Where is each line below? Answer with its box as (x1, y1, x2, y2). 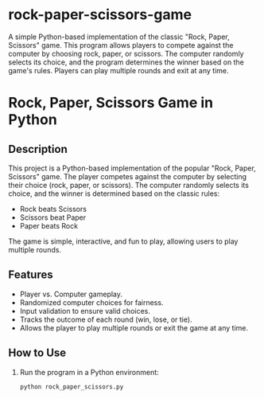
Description (8, 142, 68, 156)
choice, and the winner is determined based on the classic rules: (8, 189, 220, 198)
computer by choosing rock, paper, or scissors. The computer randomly (8, 49, 244, 58)
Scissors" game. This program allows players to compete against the (8, 40, 234, 49)
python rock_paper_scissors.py (19, 382, 124, 391)
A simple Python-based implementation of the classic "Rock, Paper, (8, 32, 231, 41)
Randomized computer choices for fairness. (19, 297, 164, 307)
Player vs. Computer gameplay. (19, 289, 123, 299)
